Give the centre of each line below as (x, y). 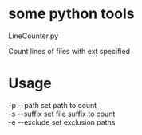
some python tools (71, 14)
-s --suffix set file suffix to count (62, 114)
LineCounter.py (34, 36)
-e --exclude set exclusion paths (62, 122)
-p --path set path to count (53, 105)
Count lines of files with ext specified (69, 51)
